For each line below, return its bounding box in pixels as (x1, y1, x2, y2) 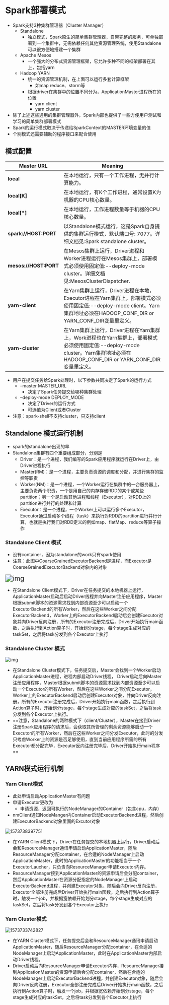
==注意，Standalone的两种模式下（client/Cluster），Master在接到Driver (12, 717, 161, 723)
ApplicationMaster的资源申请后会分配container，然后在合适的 (17, 969, 145, 975)
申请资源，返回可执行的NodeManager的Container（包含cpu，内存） (20, 806, 162, 812)
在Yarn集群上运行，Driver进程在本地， (63, 287, 155, 294)
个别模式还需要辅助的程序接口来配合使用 (12, 130, 97, 137)
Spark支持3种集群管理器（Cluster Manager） (12, 22, 107, 28)
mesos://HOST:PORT (8, 262, 59, 269)
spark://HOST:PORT (8, 230, 57, 237)
